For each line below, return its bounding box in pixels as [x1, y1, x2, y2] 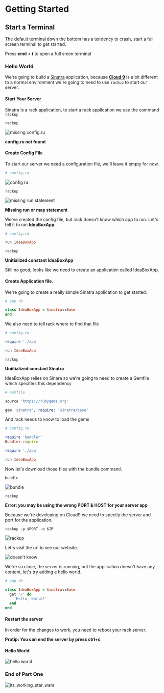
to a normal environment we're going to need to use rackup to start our [5, 80, 148, 85]
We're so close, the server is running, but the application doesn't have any [5, 563, 155, 569]
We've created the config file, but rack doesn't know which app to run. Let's [5, 216, 159, 222]
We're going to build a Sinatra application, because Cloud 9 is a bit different [5, 74, 158, 80]
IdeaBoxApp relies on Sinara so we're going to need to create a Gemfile [5, 375, 149, 381]
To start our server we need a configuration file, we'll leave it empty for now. [5, 161, 159, 166]
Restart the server [5, 616, 43, 622]
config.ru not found [5, 139, 46, 144]
